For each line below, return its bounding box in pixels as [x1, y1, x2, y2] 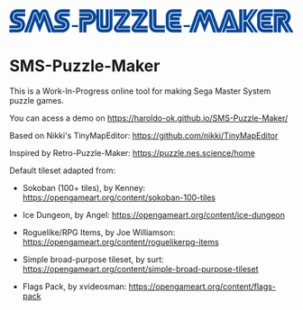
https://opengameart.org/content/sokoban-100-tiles [22, 192, 216, 203]
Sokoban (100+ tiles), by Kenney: [22, 183, 146, 194]
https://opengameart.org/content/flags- [128, 281, 277, 292]
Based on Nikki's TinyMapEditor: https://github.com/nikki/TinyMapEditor [9, 131, 279, 141]
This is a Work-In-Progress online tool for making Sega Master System [9, 86, 271, 96]
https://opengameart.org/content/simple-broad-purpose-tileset [22, 264, 259, 275]
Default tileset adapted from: [9, 165, 115, 176]
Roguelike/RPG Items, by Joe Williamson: [22, 227, 176, 238]
